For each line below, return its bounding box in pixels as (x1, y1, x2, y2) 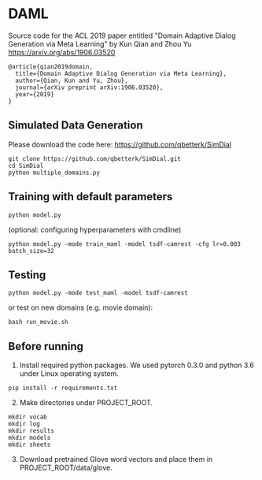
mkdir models (8, 434, 51, 442)
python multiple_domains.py (8, 169, 101, 177)
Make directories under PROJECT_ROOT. (19, 398, 153, 407)
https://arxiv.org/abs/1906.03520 (8, 47, 116, 57)
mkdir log (8, 420, 41, 428)
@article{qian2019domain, (8, 62, 93, 71)
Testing (8, 268, 46, 281)
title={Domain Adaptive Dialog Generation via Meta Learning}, (15, 69, 227, 77)
